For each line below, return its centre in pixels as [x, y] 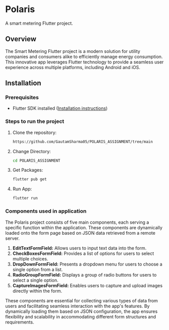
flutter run [25, 198]
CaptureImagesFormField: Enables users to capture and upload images [88, 285]
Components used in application [46, 211]
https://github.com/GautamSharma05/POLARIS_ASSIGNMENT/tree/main [82, 142]
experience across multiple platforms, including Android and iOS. [73, 67]
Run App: [22, 189]
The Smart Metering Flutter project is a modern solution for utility [73, 51]
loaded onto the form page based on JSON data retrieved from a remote [80, 233]
